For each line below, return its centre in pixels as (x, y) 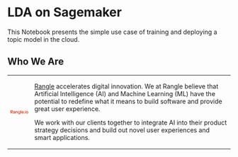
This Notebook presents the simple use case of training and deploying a (112, 32)
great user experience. (67, 109)
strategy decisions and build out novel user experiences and (122, 130)
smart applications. (62, 137)
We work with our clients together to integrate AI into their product (131, 122)
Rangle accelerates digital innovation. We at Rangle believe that (126, 86)
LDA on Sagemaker (65, 12)
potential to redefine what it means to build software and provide (128, 101)
